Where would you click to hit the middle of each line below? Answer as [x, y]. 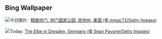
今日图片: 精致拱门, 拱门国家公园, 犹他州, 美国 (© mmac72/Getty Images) [83, 20]
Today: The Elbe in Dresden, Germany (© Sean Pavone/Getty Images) [80, 31]
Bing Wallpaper [29, 8]
